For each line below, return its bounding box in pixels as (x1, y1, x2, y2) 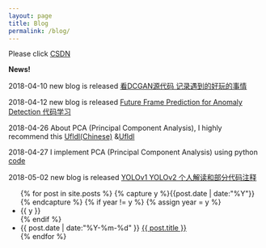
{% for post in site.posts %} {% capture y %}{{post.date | (19, 189, 212, 199)
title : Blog (8, 19, 49, 27)
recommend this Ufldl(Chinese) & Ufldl (8, 132, 135, 141)
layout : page (8, 11, 53, 20)
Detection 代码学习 (8, 107, 71, 117)
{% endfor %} (19, 232, 67, 242)
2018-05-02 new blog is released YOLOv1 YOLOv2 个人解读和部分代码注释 (8, 173, 257, 183)
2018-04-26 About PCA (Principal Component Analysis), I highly (8, 123, 222, 133)
